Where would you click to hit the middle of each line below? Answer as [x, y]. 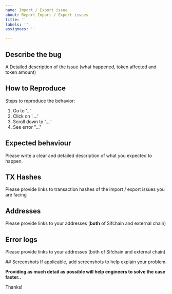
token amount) [21, 72]
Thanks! [14, 287]
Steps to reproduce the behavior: [40, 101]
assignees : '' [21, 29]
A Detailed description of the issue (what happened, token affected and [81, 67]
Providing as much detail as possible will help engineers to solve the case [85, 272]
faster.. [13, 277]
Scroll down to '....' [32, 122]
